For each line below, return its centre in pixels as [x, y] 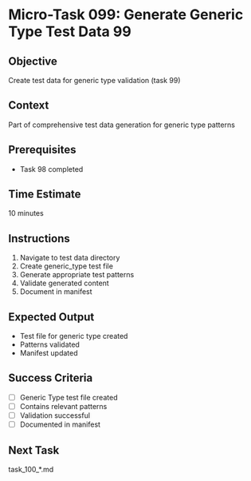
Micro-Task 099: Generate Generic [126, 15]
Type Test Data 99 [70, 32]
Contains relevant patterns [63, 406]
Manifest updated [49, 353]
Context [29, 105]
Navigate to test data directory [70, 258]
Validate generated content [64, 283]
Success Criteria [51, 378]
